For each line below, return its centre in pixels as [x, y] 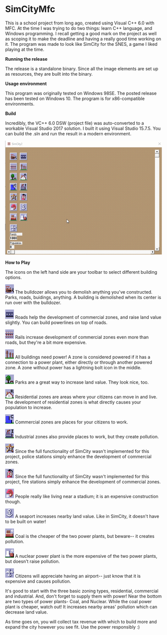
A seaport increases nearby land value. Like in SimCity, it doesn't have [87, 517]
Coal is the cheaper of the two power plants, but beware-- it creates [85, 536]
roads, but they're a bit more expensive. [46, 342]
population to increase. [29, 408]
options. [14, 278]
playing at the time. [25, 49]
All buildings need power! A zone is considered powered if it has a [83, 357]
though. [13, 502]
